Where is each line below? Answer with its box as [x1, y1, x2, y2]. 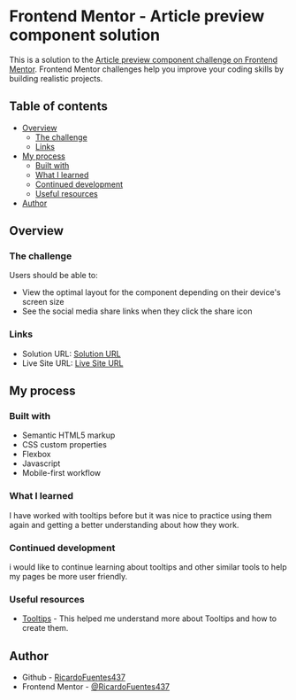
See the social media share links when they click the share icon [21, 306, 254, 316]
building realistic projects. [9, 73, 103, 83]
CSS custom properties [21, 439, 108, 450]
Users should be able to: [9, 270, 99, 281]
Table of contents [9, 99, 108, 114]
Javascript [21, 458, 61, 469]
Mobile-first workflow [21, 468, 102, 478]
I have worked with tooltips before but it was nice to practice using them [9, 509, 272, 520]
